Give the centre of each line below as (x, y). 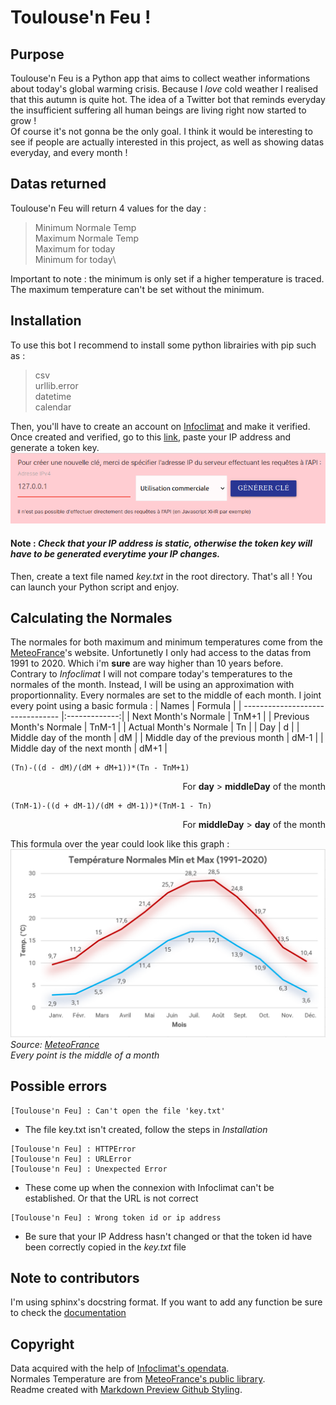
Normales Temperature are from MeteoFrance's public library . (138, 1379)
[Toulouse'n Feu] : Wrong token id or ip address (116, 1217)
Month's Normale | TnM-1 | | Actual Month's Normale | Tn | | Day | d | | (155, 727)
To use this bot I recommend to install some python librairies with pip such (163, 345)
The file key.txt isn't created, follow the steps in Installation (146, 1129)
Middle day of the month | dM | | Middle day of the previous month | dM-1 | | (167, 738)
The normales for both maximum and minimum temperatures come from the (167, 642)
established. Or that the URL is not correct (111, 1198)
